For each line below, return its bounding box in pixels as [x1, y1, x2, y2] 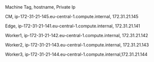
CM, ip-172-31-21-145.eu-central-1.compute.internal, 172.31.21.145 [5, 14, 139, 19]
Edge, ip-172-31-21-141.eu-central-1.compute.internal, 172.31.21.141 [5, 23, 140, 29]
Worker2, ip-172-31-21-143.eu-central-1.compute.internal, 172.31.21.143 [5, 42, 149, 48]
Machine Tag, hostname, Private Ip [5, 4, 76, 10]
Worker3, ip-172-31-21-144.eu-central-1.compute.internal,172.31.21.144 [5, 51, 148, 57]
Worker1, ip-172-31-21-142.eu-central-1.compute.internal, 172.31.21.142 [5, 33, 149, 38]
